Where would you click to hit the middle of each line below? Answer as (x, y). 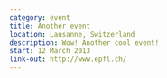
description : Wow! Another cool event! (84, 43)
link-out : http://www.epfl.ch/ (68, 59)
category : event (40, 17)
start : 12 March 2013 (50, 51)
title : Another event (50, 26)
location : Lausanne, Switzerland (72, 34)
